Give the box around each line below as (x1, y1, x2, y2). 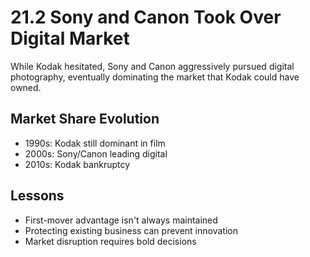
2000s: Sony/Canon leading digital (24, 147, 168, 160)
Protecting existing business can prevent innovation (24, 224, 238, 236)
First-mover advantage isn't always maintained (24, 214, 218, 226)
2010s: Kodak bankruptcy (24, 158, 131, 170)
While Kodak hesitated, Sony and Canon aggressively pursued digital (10, 60, 295, 72)
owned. (10, 81, 42, 93)
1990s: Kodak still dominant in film (24, 137, 166, 149)
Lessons (10, 187, 65, 205)
